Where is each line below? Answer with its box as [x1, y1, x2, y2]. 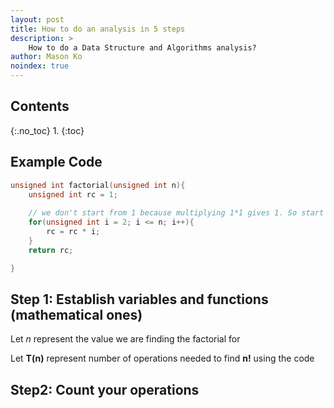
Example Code [10, 154, 103, 171]
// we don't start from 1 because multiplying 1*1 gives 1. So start [28, 208, 325, 218]
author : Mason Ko [10, 52, 83, 62]
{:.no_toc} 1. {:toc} [10, 124, 85, 136]
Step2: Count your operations [10, 381, 200, 398]
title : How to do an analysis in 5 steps [10, 24, 186, 34]
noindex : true [10, 61, 70, 71]
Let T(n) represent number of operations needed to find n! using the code [10, 352, 315, 365]
